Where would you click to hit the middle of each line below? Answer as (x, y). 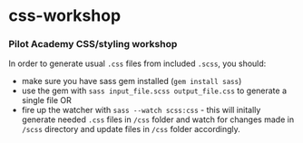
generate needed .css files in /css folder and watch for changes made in (158, 119)
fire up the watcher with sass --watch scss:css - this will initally (141, 110)
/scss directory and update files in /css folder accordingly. (131, 129)
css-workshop (65, 16)
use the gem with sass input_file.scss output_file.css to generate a (154, 91)
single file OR (46, 100)
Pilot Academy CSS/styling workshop (93, 44)
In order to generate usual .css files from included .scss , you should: (137, 63)
